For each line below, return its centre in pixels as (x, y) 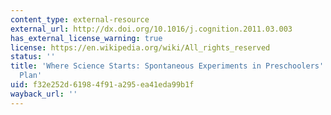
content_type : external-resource (80, 19)
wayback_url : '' (44, 94)
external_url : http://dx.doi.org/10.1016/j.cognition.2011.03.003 (151, 29)
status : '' (33, 57)
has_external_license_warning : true (86, 38)
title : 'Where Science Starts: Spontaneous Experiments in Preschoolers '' (169, 66)
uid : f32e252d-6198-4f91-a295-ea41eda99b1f (102, 85)
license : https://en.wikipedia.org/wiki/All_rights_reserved (140, 47)
